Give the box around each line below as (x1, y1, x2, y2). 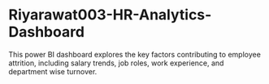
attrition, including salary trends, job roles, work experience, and (8, 58, 224, 68)
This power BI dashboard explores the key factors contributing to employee (8, 49, 262, 59)
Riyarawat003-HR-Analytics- (8, 6, 212, 24)
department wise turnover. (8, 66, 98, 76)
